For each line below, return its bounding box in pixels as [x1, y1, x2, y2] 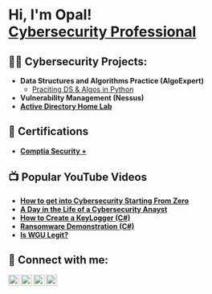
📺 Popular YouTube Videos [8, 170, 147, 184]
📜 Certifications [8, 125, 89, 138]
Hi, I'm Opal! [8, 6, 92, 24]
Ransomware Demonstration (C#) [19, 221, 135, 231]
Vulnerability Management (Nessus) [19, 93, 145, 102]
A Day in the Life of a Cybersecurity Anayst [19, 204, 168, 214]
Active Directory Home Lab [19, 102, 112, 111]
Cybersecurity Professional [8, 22, 197, 41]
